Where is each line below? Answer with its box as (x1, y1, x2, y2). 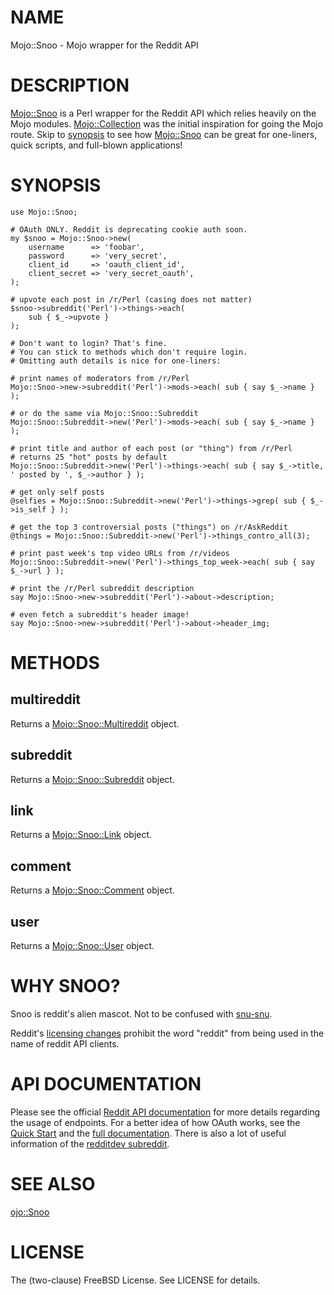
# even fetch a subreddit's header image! (10, 609, 190, 620)
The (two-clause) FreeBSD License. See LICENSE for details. (10, 1274, 261, 1286)
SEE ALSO (10, 1173, 96, 1196)
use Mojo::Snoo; (10, 207, 78, 217)
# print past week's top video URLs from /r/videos (10, 548, 230, 558)
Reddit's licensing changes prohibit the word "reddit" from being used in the (10, 1027, 325, 1039)
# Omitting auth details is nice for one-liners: (10, 356, 222, 366)
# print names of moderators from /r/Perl (10, 373, 190, 383)
